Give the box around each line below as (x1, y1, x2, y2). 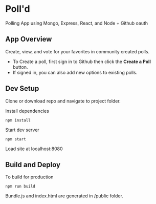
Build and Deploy (5, 160, 60, 169)
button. (12, 64, 28, 70)
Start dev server (5, 127, 39, 133)
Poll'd (5, 3, 30, 15)
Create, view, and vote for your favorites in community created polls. (5, 48, 150, 54)
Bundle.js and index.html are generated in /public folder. (5, 193, 124, 199)
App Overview (5, 35, 52, 44)
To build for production (5, 174, 54, 180)
